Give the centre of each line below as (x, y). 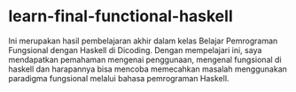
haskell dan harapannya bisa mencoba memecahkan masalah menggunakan (148, 69)
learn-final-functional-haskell (121, 16)
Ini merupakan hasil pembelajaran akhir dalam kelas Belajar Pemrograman (143, 41)
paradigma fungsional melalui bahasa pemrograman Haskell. (119, 78)
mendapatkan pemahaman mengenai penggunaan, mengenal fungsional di (145, 59)
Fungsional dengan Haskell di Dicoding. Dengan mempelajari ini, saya (135, 50)
